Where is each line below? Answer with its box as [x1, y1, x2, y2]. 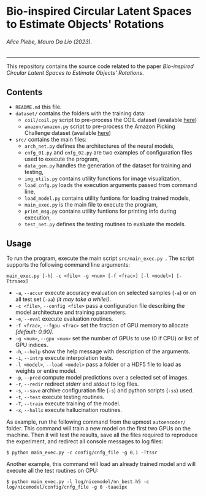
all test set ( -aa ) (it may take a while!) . [15, 296, 112, 303]
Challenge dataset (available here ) [24, 129, 112, 137]
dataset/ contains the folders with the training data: [15, 110, 146, 117]
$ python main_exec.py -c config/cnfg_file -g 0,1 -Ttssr [6, 449, 158, 456]
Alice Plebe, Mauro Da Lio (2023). [6, 38, 93, 45]
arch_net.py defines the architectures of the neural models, [24, 142, 175, 150]
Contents [6, 87, 43, 97]
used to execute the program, [24, 155, 99, 163]
